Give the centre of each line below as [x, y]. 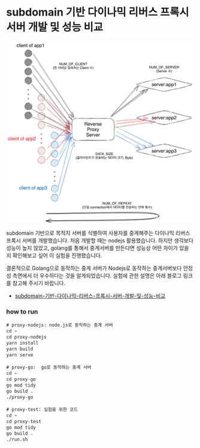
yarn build [20, 349]
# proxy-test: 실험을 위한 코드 [42, 410]
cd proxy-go [21, 380]
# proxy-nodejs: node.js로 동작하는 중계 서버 [60, 325]
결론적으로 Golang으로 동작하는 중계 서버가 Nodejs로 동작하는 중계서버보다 [94, 268]
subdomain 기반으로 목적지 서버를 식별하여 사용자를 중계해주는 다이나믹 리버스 [98, 233]
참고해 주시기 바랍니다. [39, 283]
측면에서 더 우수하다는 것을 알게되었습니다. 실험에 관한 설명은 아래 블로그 [97, 275]
